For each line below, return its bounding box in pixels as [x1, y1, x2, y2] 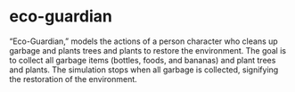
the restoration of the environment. [9, 73, 138, 84]
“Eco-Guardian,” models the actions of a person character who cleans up [9, 36, 278, 46]
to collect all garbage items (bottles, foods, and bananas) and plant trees [9, 54, 276, 65]
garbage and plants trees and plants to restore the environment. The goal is [9, 45, 287, 55]
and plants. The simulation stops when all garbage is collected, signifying [9, 64, 279, 75]
